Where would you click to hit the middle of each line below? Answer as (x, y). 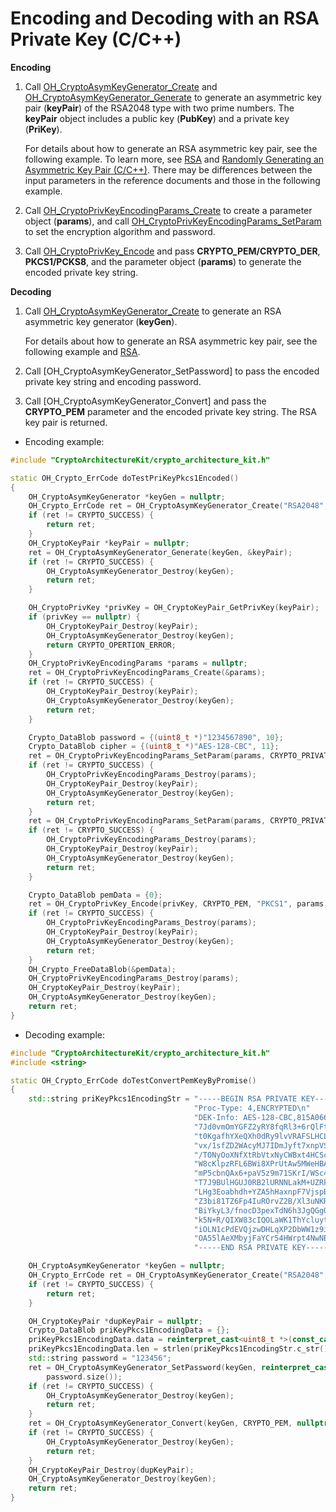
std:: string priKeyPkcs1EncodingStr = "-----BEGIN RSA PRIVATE (163, 1099)
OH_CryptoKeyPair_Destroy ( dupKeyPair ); (111, 1470)
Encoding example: (64, 441)
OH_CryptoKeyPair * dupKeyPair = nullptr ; (115, 1321)
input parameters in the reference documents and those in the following (172, 180)
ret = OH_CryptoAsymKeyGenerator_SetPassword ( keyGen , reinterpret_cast (180, 1367)
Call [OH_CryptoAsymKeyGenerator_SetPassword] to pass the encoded (172, 371)
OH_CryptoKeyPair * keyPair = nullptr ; (109, 543)
